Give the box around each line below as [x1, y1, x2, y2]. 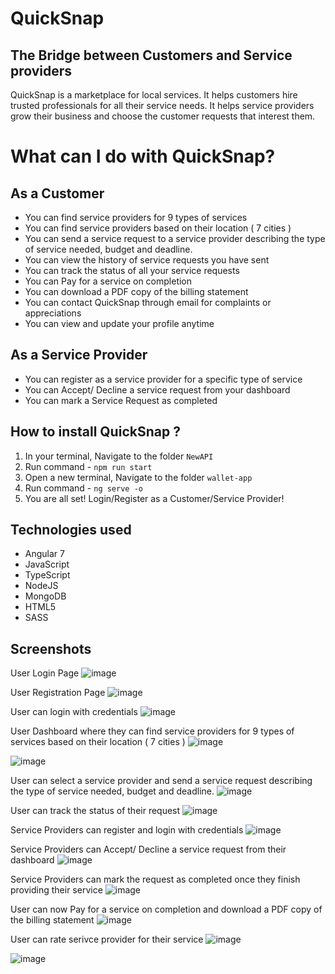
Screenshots [10, 640, 92, 657]
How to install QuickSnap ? [10, 423, 181, 441]
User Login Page [10, 667, 80, 679]
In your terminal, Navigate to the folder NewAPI [24, 450, 214, 462]
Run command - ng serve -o [24, 482, 143, 494]
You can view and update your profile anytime [24, 318, 215, 329]
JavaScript [24, 558, 70, 571]
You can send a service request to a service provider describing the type [24, 233, 326, 244]
